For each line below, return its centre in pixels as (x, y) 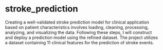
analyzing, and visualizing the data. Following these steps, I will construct (79, 32)
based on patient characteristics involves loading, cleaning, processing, (77, 27)
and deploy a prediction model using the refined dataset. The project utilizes (81, 37)
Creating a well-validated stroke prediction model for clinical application (77, 22)
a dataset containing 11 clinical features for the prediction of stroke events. (80, 42)
